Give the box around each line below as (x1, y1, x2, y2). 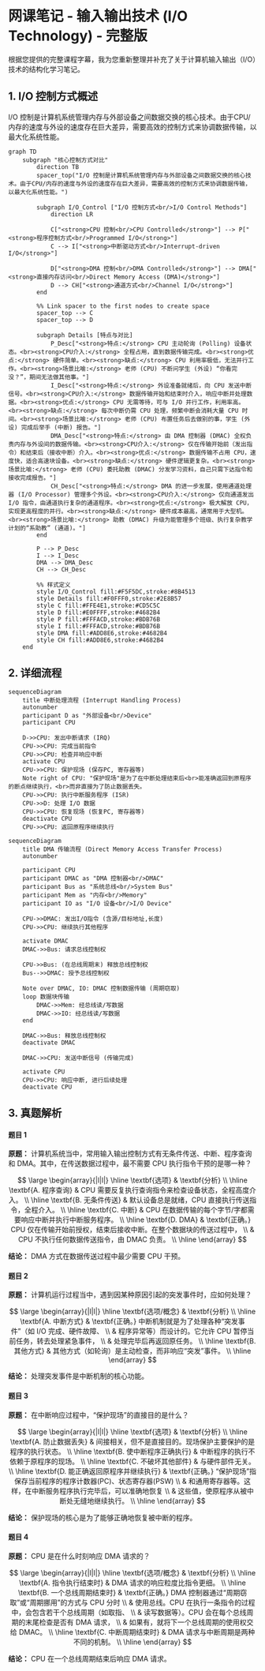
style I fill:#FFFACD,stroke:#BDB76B (36, 622, 160, 630)
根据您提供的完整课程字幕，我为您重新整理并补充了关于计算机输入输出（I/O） (8, 54, 256, 64)
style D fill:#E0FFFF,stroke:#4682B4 (36, 609, 160, 616)
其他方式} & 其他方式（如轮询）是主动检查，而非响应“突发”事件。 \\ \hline (13, 1347, 252, 1356)
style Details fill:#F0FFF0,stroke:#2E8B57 (36, 594, 181, 602)
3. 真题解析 (8, 1106, 62, 1119)
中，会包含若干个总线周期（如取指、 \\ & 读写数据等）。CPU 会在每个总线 (11, 1607, 247, 1617)
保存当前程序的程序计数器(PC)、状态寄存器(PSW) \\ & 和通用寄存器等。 (14, 1476, 244, 1486)
